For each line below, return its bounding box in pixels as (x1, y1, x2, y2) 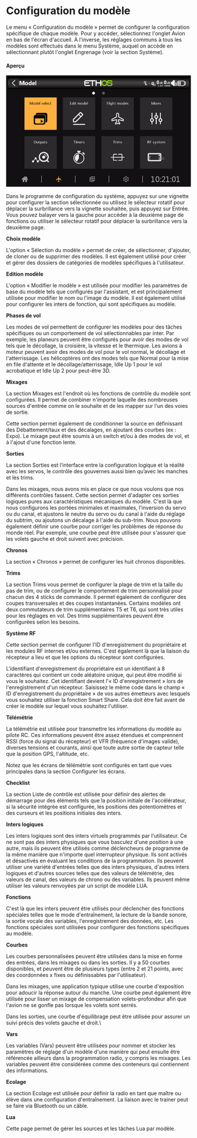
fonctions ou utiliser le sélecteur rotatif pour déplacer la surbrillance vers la (6, 217, 188, 225)
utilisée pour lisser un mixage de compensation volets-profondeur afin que (6, 995, 186, 1002)
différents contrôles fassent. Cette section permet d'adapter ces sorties (6, 491, 179, 498)
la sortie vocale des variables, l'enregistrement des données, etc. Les (6, 917, 174, 924)
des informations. (6, 1067, 49, 1074)
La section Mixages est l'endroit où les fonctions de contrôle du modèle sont (6, 390, 191, 397)
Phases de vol (6, 312, 41, 319)
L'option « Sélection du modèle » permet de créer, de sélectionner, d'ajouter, (6, 246, 191, 253)
